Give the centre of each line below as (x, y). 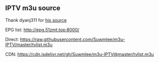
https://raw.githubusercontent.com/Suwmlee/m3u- (72, 39)
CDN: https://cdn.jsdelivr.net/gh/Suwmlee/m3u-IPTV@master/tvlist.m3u (79, 54)
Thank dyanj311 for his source (36, 20)
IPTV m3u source (33, 8)
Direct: (12, 39)
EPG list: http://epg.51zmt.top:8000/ (42, 30)
